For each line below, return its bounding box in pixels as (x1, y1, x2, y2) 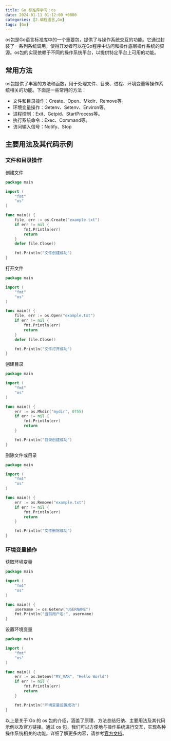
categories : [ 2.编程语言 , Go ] (5, 17, 65, 22)
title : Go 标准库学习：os (5, 7, 56, 13)
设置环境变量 (5, 626, 32, 633)
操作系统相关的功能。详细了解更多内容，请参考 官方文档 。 (5, 730, 127, 736)
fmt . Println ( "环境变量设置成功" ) (14, 702, 80, 708)
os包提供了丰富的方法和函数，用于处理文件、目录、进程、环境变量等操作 (5, 81, 159, 87)
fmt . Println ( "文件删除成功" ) (14, 528, 72, 533)
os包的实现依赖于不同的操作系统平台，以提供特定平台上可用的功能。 (14, 49, 159, 55)
